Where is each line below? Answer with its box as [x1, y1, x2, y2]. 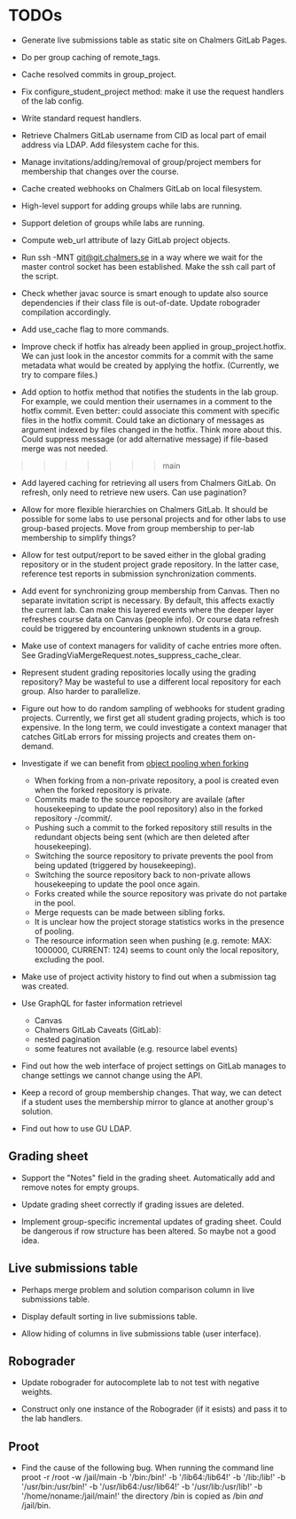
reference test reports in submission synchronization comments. [20, 568, 257, 579]
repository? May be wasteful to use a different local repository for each [20, 676, 281, 687]
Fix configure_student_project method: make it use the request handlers [20, 86, 284, 97]
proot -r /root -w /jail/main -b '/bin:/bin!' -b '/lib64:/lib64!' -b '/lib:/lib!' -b [20, 1472, 286, 1483]
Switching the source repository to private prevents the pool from [34, 850, 274, 861]
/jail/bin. [20, 1500, 51, 1511]
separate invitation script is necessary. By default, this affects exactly [20, 595, 276, 606]
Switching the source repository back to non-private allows [34, 869, 252, 880]
